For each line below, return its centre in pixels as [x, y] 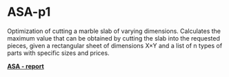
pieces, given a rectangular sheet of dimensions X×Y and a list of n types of [115, 45]
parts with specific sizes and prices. [58, 53]
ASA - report [26, 66]
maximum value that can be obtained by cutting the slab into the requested [114, 38]
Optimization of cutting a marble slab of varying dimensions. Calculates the [114, 31]
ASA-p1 [29, 12]
